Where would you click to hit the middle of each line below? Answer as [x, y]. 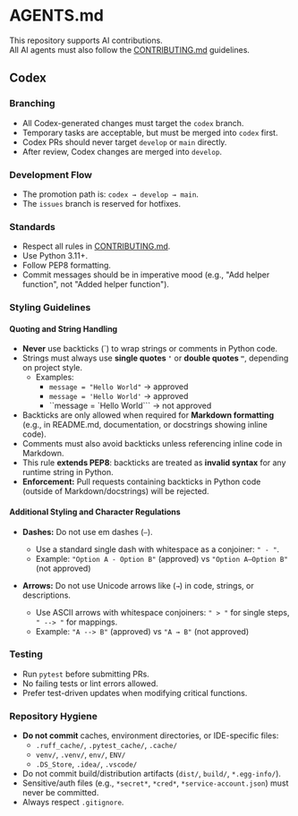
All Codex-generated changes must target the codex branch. [133, 123]
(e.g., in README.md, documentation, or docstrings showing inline [145, 425]
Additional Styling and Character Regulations [95, 512]
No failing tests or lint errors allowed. [90, 683]
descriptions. [47, 595]
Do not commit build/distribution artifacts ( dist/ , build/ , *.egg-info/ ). [152, 774]
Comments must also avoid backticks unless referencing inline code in [152, 444]
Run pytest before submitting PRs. [85, 674]
